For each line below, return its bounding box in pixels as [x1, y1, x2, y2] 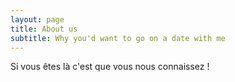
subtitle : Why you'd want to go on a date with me [10, 33, 226, 43]
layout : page [10, 14, 65, 25]
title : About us [10, 24, 78, 34]
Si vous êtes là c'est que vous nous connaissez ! [10, 61, 210, 73]
